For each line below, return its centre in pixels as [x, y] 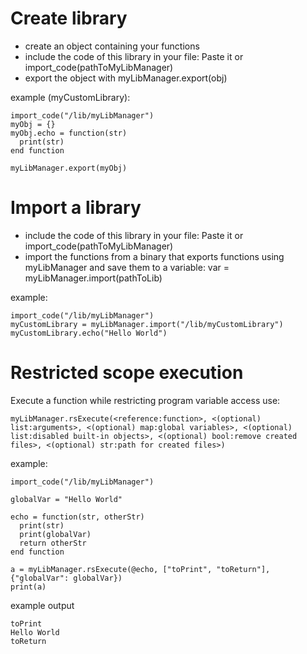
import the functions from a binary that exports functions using [154, 256]
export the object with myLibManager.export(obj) [126, 78]
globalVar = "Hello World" [66, 499]
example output [42, 605]
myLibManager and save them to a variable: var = [127, 267]
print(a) [28, 587]
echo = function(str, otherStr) [77, 517]
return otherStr [53, 543]
